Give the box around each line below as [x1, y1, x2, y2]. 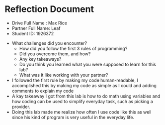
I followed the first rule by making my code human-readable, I [11, 77, 139, 83]
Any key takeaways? [19, 56, 62, 62]
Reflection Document [4, 3, 94, 15]
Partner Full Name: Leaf [11, 25, 61, 31]
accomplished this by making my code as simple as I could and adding [11, 82, 157, 88]
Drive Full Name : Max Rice [11, 20, 68, 26]
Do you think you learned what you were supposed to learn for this [19, 61, 156, 67]
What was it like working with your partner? [19, 72, 108, 78]
